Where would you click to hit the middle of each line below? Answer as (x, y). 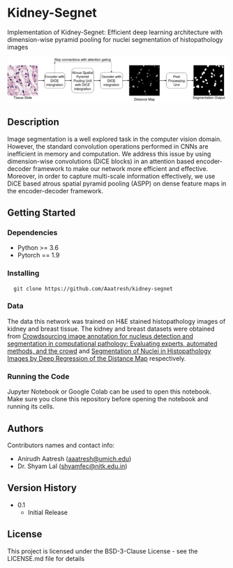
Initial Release (48, 512)
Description (33, 122)
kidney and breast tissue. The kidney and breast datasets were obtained (111, 329)
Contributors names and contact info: (61, 445)
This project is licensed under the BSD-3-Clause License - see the (103, 551)
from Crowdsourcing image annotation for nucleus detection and (100, 336)
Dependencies (32, 232)
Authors (25, 428)
